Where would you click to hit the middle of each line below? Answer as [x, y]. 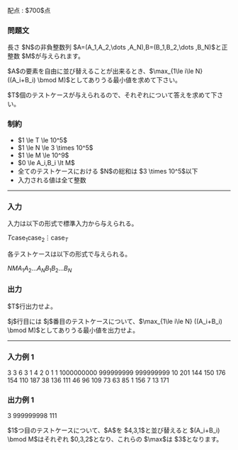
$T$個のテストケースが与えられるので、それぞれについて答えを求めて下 [112, 95]
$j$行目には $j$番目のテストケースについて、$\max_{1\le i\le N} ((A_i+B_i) [115, 321]
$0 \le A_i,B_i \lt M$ [46, 162]
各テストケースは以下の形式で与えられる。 [69, 254]
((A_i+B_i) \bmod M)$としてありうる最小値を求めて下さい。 [95, 80]
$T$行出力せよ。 [32, 306]
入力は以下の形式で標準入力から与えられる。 [73, 223]
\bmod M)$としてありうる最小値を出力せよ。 [73, 330]
